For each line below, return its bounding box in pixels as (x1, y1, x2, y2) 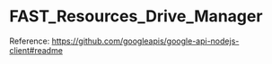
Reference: (9, 36, 50, 46)
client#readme (9, 44, 63, 55)
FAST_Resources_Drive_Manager (9, 6, 263, 27)
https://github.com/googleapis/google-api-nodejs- (51, 36, 240, 46)
